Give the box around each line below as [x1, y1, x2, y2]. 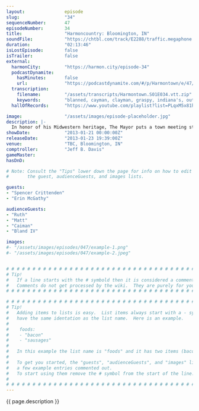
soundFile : [6, 36, 33, 42]
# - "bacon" [6, 332, 44, 338]
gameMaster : [6, 152, 36, 158]
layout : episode [6, 8, 84, 15]
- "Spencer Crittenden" [6, 190, 65, 196]
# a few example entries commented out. [6, 365, 113, 371]
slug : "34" [6, 14, 76, 20]
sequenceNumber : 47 [6, 20, 70, 26]
